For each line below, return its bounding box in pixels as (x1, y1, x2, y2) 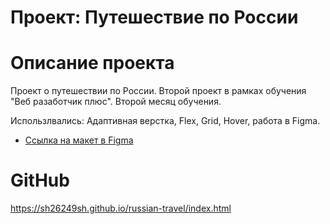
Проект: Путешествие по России (10, 6, 299, 29)
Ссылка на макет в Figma (24, 134, 134, 146)
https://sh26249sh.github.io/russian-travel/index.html (10, 202, 232, 215)
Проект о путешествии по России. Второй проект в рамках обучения (10, 85, 307, 97)
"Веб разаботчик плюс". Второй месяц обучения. (10, 96, 222, 108)
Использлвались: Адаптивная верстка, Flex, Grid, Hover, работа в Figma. (10, 115, 321, 127)
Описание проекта (10, 52, 175, 75)
